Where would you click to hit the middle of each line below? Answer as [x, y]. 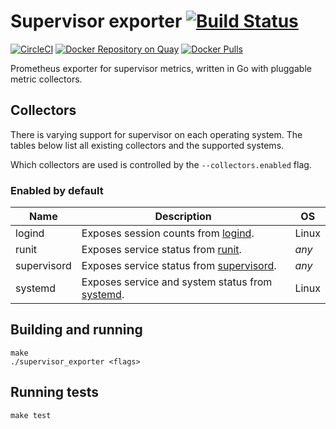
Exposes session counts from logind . [168, 233]
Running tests [55, 392]
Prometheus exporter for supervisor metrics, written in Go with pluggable [161, 68]
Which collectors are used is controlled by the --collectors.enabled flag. [161, 164]
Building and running [76, 330]
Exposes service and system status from [177, 282]
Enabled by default [57, 190]
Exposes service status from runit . [161, 250]
